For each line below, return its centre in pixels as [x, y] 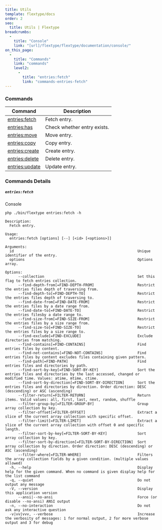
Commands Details [28, 181]
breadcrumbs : [18, 32]
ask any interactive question [36, 510]
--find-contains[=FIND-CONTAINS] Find [82, 344]
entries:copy [22, 143]
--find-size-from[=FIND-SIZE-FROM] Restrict [86, 319]
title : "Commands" [32, 59]
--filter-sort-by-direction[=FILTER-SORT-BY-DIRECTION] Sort [82, 442]
